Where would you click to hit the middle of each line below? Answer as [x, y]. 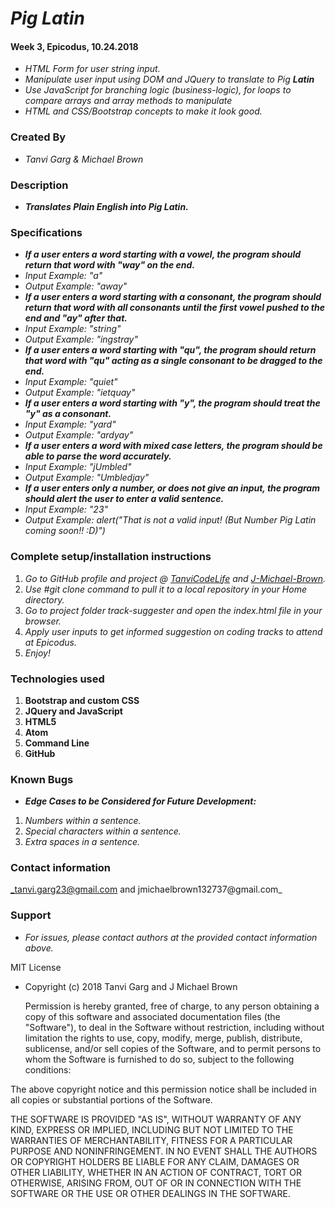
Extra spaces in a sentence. [82, 842]
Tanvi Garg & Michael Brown [84, 159]
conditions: [48, 1069]
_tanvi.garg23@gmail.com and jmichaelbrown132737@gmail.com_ [146, 889]
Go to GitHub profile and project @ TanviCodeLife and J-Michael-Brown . [175, 578]
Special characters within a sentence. [103, 831]
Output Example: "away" [76, 286]
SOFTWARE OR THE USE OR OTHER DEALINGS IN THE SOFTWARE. [150, 1193]
